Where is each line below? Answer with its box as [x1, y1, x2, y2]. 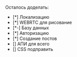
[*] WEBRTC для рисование [12, 20, 72, 25]
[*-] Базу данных [12, 25, 49, 31]
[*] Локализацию [12, 14, 50, 20]
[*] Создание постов [12, 35, 57, 41]
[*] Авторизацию [12, 30, 49, 36]
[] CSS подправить [12, 46, 53, 52]
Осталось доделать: [5, 5, 49, 10]
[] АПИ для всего [12, 41, 50, 47]
